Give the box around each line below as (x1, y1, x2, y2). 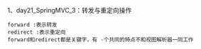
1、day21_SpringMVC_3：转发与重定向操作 (7, 6, 132, 14)
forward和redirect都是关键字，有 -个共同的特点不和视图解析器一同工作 (7, 36, 194, 43)
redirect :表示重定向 (7, 29, 66, 36)
